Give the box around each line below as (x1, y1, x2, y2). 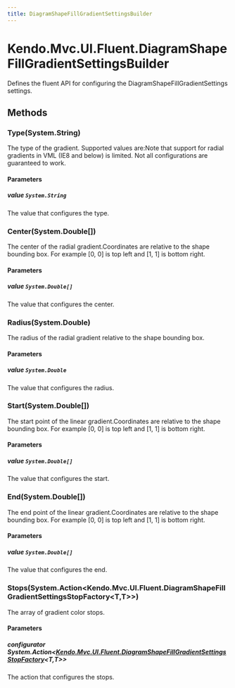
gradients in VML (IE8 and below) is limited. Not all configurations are (7, 151, 208, 160)
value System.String (7, 191, 67, 199)
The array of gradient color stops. (7, 608, 106, 616)
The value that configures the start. (7, 475, 110, 483)
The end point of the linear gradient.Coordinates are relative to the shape (7, 508, 219, 516)
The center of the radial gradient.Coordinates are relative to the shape (7, 242, 210, 251)
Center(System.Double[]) (7, 226, 96, 236)
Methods (7, 106, 48, 118)
